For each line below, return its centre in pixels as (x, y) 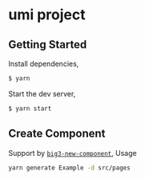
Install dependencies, (44, 63)
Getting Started (48, 45)
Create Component (57, 134)
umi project (47, 15)
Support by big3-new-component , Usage (73, 153)
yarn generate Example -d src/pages (69, 168)
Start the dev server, (42, 93)
